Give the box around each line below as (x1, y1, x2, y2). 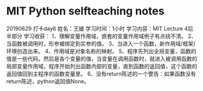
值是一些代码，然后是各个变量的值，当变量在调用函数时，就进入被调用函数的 (6, 55, 198, 62)
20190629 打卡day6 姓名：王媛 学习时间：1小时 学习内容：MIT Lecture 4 (6, 25, 188, 32)
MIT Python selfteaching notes (6, 4, 165, 18)
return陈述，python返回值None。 (6, 77, 90, 85)
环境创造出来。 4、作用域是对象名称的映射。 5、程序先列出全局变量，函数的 (6, 47, 197, 55)
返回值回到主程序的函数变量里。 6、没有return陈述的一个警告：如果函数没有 (6, 70, 196, 77)
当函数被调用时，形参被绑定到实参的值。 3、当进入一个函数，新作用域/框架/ (6, 40, 196, 47)
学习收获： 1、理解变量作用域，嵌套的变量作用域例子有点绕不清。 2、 (23, 32, 197, 40)
